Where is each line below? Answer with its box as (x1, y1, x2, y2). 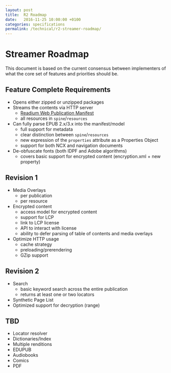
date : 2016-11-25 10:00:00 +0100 (5, 17, 81, 22)
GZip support (20, 252, 48, 258)
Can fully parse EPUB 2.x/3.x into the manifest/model (12, 120, 125, 127)
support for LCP (20, 214, 54, 220)
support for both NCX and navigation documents (20, 142, 123, 148)
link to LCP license (20, 219, 60, 226)
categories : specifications (5, 21, 65, 27)
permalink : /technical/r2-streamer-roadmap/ (5, 27, 102, 32)
